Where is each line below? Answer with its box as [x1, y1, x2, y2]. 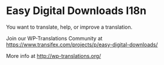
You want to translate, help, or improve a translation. [6, 23, 133, 30]
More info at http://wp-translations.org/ [6, 52, 101, 59]
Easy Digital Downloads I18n [6, 4, 147, 18]
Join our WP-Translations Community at [6, 35, 103, 42]
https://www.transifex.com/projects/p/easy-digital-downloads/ [6, 41, 158, 48]
